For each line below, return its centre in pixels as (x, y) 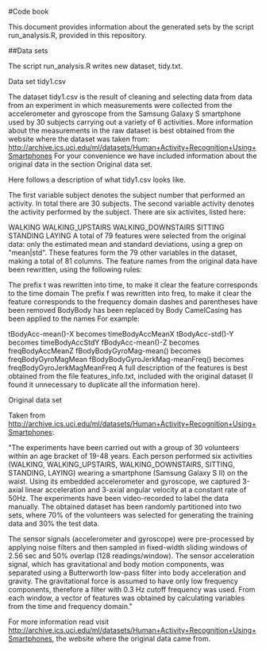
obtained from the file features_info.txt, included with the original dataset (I (131, 376)
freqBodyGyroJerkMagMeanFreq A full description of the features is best (128, 368)
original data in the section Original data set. (81, 164)
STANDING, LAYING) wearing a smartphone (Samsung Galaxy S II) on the (128, 473)
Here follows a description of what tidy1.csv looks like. (97, 179)
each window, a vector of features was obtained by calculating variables (127, 598)
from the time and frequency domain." (71, 606)
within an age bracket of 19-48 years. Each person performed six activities (130, 456)
